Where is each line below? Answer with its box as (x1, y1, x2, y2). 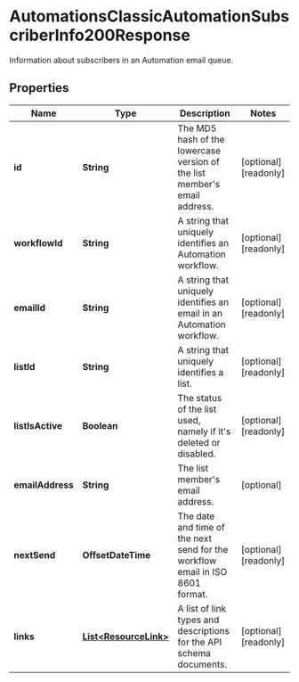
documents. (177, 658, 228, 670)
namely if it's (177, 425, 231, 438)
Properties (9, 80, 69, 95)
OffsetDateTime (82, 548, 151, 561)
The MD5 (177, 122, 217, 135)
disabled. (177, 448, 216, 460)
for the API (177, 636, 222, 648)
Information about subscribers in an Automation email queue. (9, 54, 234, 65)
